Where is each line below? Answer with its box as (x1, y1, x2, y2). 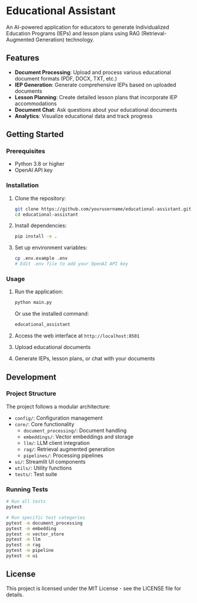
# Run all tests (6, 498, 46, 505)
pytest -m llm (6, 537, 41, 542)
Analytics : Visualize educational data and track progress (14, 112, 153, 119)
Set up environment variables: (14, 244, 88, 251)
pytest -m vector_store (6, 531, 65, 537)
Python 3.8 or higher (14, 160, 65, 168)
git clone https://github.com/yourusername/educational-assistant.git (14, 206, 192, 212)
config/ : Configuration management (14, 414, 103, 421)
